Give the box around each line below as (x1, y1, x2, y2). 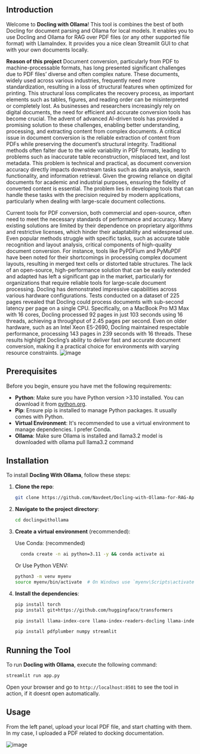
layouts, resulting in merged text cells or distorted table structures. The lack (6, 260, 192, 267)
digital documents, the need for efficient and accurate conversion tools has (6, 108, 191, 115)
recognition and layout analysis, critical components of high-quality (6, 241, 172, 248)
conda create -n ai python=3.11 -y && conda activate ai (20, 551, 165, 557)
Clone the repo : (14, 483, 54, 490)
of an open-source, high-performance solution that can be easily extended (6, 266, 191, 273)
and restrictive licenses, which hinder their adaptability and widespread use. (6, 228, 194, 235)
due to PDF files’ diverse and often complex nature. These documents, (6, 70, 180, 77)
